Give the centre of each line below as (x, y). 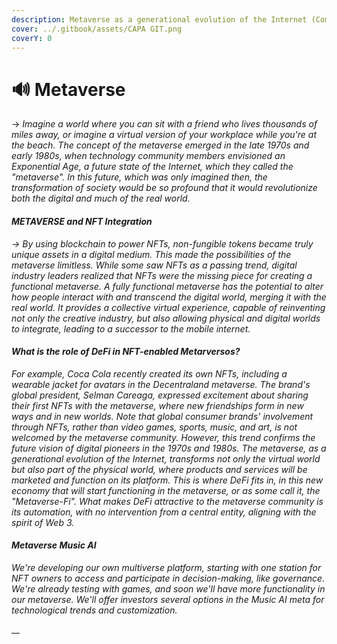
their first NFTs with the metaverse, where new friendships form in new (157, 405)
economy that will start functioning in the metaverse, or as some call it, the (166, 490)
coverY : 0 (32, 38)
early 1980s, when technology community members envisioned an (148, 156)
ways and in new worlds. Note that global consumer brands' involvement (162, 416)
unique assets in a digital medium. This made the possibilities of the (151, 254)
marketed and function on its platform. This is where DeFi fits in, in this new (167, 480)
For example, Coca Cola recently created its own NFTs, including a (149, 373)
